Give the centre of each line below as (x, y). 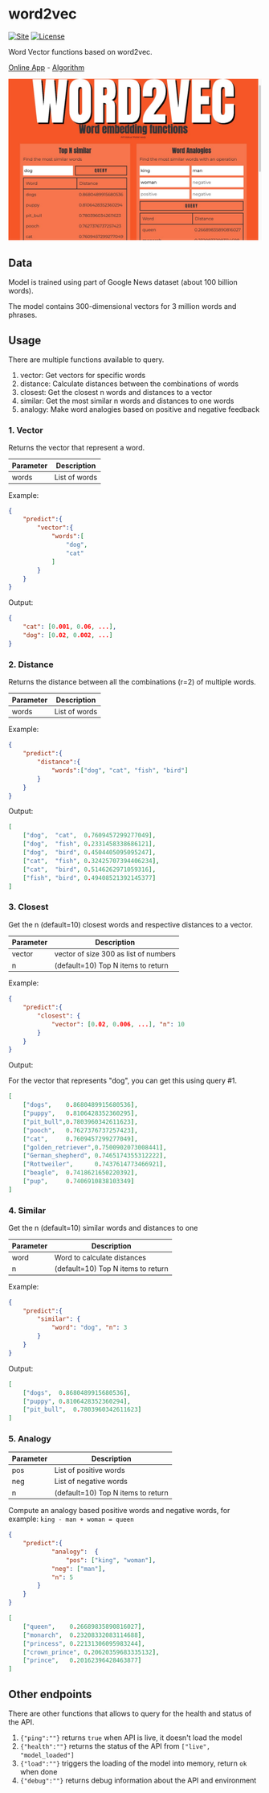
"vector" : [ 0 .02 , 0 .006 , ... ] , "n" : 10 (118, 1024)
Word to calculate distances (100, 1257)
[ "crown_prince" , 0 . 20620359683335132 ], (91, 1652)
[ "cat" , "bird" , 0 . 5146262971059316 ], (90, 870)
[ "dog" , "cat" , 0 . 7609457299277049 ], (90, 836)
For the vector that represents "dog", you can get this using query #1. (123, 1081)
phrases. (23, 315)
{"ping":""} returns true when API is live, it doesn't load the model (131, 1737)
